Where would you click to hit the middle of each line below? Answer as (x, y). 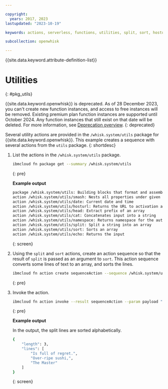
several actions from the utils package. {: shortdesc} (60, 145)
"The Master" (44, 363)
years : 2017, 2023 (29, 19)
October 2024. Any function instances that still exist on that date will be (79, 120)
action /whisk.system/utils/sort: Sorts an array (65, 229)
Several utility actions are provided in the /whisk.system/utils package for (82, 135)
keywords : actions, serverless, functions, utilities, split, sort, (78, 32)
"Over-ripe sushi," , (52, 358)
